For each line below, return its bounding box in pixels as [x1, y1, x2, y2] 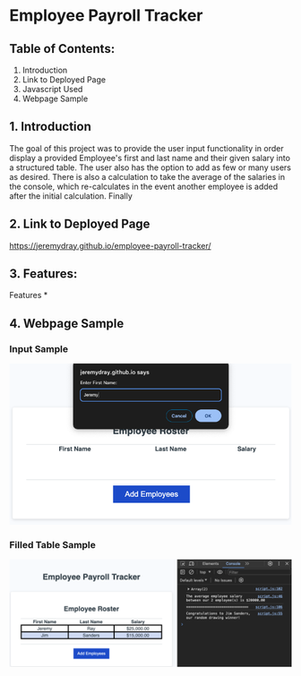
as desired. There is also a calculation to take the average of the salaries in [9, 171, 285, 182]
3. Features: [9, 266, 78, 282]
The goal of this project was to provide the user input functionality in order [9, 142, 284, 153]
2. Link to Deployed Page [9, 217, 150, 232]
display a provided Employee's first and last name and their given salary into [9, 152, 291, 163]
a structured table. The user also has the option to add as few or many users [9, 162, 291, 173]
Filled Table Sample [9, 538, 97, 551]
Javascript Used [21, 84, 83, 94]
